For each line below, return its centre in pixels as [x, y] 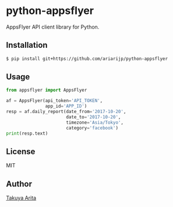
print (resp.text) [27, 133]
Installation [27, 45]
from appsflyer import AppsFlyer [47, 90]
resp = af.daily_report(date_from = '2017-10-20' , [66, 112]
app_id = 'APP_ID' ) [66, 106]
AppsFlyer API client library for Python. [53, 27]
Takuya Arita [21, 198]
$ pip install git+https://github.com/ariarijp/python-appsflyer [87, 59]
